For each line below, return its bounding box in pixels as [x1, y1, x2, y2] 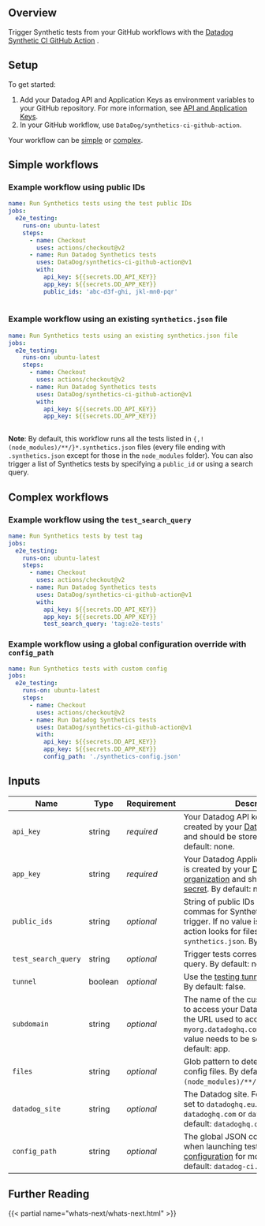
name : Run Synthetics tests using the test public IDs [8, 200, 192, 208]
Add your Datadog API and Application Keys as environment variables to [19, 95, 255, 104]
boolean [88, 976, 119, 987]
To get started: [8, 79, 57, 89]
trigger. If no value [183, 916, 252, 927]
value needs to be [183, 1033, 250, 1044]
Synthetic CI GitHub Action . [8, 36, 99, 45]
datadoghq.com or [183, 1108, 247, 1119]
